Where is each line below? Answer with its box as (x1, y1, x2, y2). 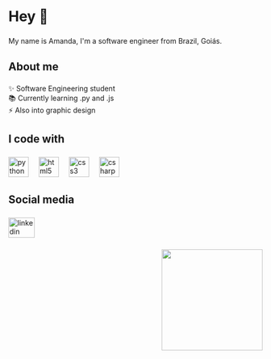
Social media (8, 193, 75, 207)
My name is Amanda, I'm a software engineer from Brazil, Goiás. (8, 36, 223, 46)
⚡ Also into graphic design (8, 105, 96, 116)
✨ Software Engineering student (8, 84, 115, 94)
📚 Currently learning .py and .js (8, 93, 115, 103)
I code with (8, 132, 65, 146)
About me (8, 60, 59, 74)
